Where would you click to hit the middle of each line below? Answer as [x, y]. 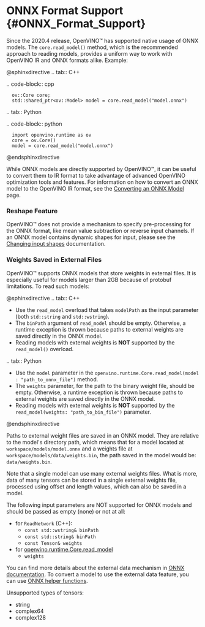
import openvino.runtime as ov [52, 135]
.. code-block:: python [34, 124]
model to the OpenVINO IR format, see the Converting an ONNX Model [95, 188]
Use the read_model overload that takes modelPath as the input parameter [107, 310]
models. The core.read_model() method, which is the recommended [92, 47]
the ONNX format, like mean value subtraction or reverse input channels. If [100, 231]
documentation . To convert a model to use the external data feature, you [98, 574]
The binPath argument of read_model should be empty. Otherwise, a [100, 323]
